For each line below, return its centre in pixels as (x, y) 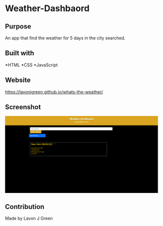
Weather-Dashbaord (47, 8)
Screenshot (23, 107)
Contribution (25, 207)
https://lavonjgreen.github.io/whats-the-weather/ (54, 92)
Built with (20, 53)
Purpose (18, 26)
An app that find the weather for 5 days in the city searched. (65, 38)
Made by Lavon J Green (29, 218)
